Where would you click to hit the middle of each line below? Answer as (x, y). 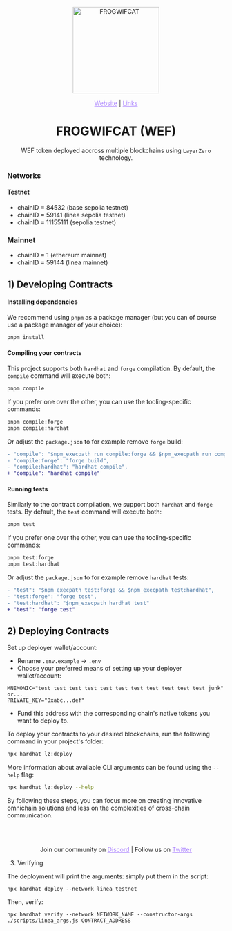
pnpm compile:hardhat (38, 428)
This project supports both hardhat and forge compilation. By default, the (111, 369)
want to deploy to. (43, 721)
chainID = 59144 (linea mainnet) (62, 262)
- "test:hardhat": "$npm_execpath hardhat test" (78, 603)
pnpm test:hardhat (33, 564)
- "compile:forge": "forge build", (58, 460)
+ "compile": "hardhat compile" (54, 473)
